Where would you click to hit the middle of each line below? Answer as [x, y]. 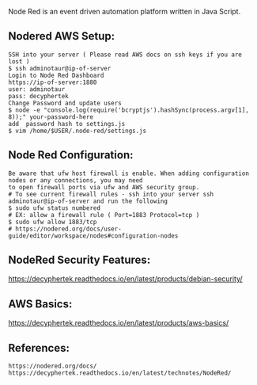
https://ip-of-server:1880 [53, 82]
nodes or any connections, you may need [76, 180]
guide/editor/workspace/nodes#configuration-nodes [93, 236]
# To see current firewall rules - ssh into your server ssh [111, 194]
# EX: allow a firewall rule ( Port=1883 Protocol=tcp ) [104, 215]
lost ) [19, 61]
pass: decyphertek [38, 96]
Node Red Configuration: [71, 155]
